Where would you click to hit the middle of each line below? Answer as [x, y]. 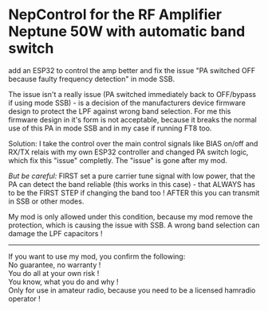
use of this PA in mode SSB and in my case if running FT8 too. [110, 128]
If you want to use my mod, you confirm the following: [97, 256]
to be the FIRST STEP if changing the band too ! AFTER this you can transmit [134, 192]
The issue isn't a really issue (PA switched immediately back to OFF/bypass [132, 94]
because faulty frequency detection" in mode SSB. [92, 79]
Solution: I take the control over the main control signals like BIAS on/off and [133, 143]
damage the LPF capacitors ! [55, 233]
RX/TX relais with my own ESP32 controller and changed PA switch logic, [128, 152]
